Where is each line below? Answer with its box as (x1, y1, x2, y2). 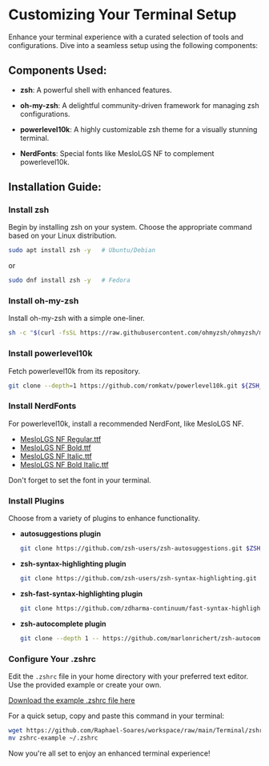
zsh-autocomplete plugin (19, 619, 106, 628)
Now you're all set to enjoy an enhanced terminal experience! (8, 748, 211, 758)
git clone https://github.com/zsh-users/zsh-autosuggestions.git (19, 544, 243, 553)
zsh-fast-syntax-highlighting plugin (19, 588, 143, 598)
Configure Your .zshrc (8, 653, 96, 664)
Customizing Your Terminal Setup (8, 6, 237, 24)
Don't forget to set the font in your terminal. (8, 475, 152, 485)
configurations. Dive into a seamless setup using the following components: (8, 40, 259, 50)
